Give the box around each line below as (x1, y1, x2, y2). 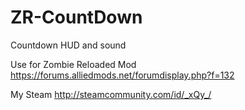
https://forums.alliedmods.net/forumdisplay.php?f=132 (10, 69, 235, 81)
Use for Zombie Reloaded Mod (10, 58, 137, 70)
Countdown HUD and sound (10, 39, 127, 51)
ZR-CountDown (10, 6, 143, 29)
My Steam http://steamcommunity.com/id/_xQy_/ (10, 88, 212, 100)
